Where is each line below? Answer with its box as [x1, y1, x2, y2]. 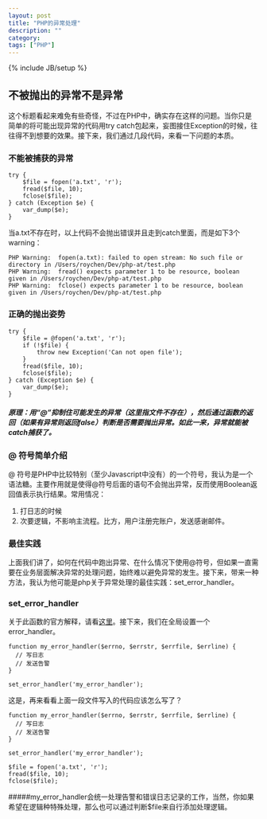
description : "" [8, 26, 62, 34]
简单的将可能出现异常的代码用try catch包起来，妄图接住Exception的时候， [8, 120, 251, 130]
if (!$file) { [22, 341, 69, 349]
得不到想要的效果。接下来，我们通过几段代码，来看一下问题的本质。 [14, 131, 238, 140]
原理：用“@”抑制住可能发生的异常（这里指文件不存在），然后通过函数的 [8, 408, 246, 417]
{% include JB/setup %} [8, 63, 87, 72]
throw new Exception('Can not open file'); [37, 348, 183, 356]
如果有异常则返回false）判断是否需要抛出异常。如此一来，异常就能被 [21, 417, 249, 427]
